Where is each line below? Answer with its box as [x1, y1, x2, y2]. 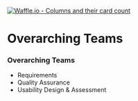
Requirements [17, 71, 58, 80]
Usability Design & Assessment [17, 86, 107, 94]
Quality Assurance [17, 78, 71, 86]
